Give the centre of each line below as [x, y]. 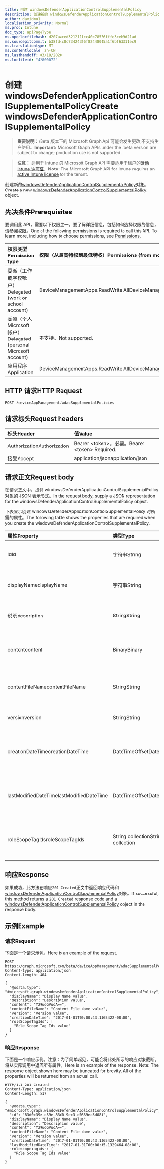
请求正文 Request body [40, 478]
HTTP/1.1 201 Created [27, 1085]
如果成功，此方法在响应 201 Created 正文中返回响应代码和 [62, 888]
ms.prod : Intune [21, 28]
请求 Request [20, 941]
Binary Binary [127, 650]
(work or [17, 298]
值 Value [83, 434]
